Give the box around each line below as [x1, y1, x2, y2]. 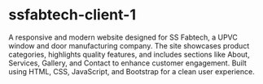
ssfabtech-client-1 [8, 6, 137, 24]
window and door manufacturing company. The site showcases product [8, 40, 250, 50]
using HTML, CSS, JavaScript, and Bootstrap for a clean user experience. [8, 66, 255, 76]
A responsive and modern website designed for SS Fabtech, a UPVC [8, 32, 238, 42]
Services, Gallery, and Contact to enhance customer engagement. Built [8, 58, 247, 68]
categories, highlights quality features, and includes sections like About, [8, 49, 250, 59]
